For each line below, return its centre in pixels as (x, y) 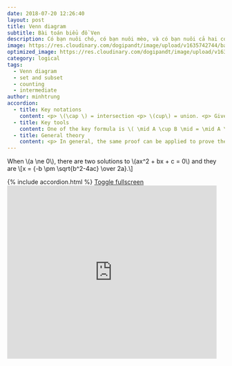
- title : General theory (49, 135)
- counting (29, 84)
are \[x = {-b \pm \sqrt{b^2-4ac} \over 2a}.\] (70, 169)
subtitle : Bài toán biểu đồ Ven (54, 33)
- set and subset (38, 78)
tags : (15, 65)
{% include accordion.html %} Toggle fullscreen (75, 182)
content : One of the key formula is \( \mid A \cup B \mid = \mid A (120, 129)
